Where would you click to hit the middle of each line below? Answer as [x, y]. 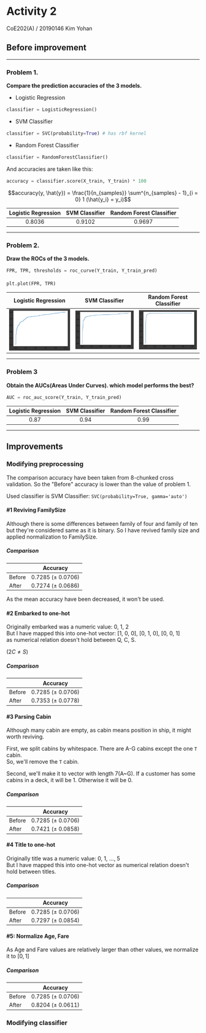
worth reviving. [25, 737]
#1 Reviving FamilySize [36, 510]
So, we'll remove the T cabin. [43, 762]
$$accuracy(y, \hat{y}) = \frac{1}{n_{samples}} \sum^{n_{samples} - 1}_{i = [103, 192]
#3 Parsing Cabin [29, 716]
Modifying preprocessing [45, 464]
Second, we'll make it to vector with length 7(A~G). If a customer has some [101, 774]
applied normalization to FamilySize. [52, 537]
